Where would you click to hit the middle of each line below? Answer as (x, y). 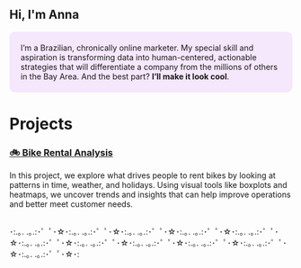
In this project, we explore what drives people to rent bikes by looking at (142, 175)
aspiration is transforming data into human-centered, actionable (139, 57)
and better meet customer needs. (71, 204)
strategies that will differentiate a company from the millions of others (150, 67)
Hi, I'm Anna (44, 15)
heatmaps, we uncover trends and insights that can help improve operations (150, 195)
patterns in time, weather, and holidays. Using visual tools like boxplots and (148, 185)
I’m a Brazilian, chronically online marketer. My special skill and (137, 48)
